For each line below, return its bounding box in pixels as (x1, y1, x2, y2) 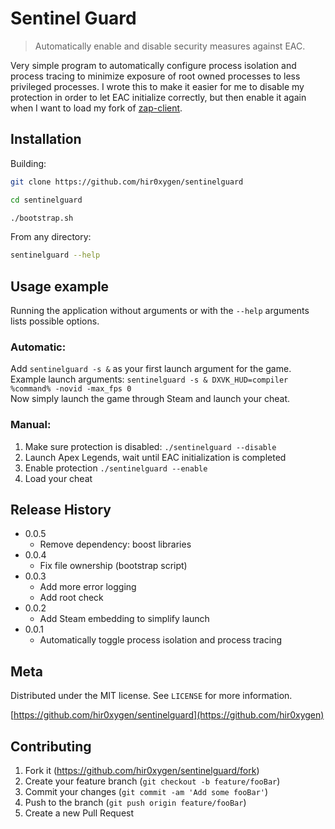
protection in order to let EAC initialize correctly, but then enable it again (10, 91, 307, 103)
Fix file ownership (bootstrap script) (39, 560, 188, 572)
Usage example (10, 278, 110, 295)
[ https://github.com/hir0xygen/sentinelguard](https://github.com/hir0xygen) (10, 709, 325, 721)
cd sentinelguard (10, 195, 83, 205)
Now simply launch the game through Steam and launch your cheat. (10, 393, 291, 405)
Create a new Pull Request (24, 807, 135, 819)
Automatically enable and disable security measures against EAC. (34, 40, 306, 52)
